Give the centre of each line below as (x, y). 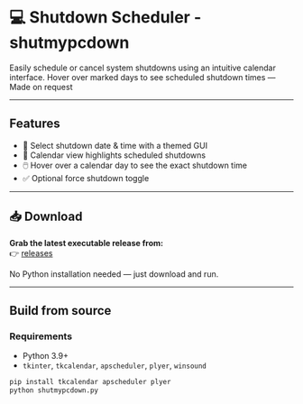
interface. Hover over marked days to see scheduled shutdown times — (143, 77)
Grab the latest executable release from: (87, 243)
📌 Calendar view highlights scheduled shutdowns (114, 155)
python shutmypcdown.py (54, 390)
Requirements (41, 336)
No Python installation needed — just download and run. (114, 274)
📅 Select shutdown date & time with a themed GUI (115, 145)
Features (35, 124)
